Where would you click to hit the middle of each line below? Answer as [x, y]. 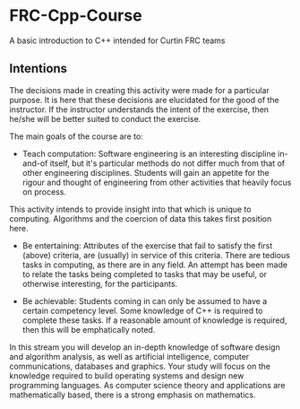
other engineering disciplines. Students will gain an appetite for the [146, 172]
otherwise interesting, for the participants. [100, 283]
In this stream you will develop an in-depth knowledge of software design [145, 347]
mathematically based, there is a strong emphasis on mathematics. [133, 395]
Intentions [39, 69]
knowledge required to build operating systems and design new [127, 375]
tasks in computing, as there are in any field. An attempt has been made [155, 265]
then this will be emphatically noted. [89, 329]
